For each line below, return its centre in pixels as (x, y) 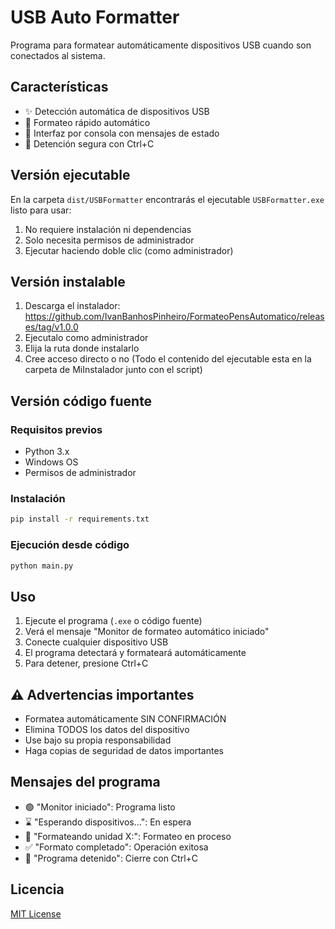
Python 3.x (47, 452)
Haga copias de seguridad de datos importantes (124, 751)
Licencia (37, 889)
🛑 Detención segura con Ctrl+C (89, 143)
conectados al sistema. (58, 55)
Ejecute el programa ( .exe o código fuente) (113, 621)
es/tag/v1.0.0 (51, 327)
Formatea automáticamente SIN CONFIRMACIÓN (125, 719)
